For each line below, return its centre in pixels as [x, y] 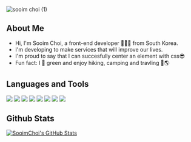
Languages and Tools [48, 84]
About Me [25, 28]
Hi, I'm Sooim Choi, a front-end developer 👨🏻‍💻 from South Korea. [96, 43]
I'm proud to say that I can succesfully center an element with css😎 [100, 56]
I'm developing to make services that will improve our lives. [89, 49]
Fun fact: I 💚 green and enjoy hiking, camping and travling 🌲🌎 [92, 63]
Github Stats [30, 119]
